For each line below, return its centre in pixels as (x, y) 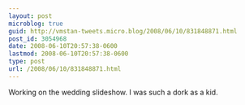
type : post (27, 62)
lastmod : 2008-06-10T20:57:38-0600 (69, 54)
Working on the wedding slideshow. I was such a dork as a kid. (113, 92)
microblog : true (36, 24)
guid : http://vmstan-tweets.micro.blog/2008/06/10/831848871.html (123, 31)
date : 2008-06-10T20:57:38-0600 (63, 46)
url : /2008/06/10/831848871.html (65, 69)
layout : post (30, 16)
